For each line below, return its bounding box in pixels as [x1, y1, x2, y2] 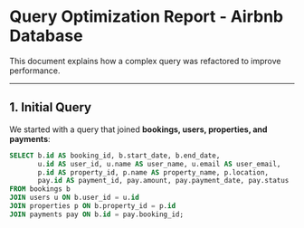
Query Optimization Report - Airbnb [9, 6, 284, 27]
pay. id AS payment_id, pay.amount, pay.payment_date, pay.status [37, 176, 290, 185]
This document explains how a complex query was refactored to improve [9, 55, 281, 66]
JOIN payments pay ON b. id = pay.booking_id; [9, 210, 184, 219]
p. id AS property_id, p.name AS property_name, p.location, [37, 167, 270, 177]
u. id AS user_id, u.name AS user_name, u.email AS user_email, [37, 159, 281, 168]
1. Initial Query [9, 100, 92, 115]
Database [9, 25, 83, 46]
